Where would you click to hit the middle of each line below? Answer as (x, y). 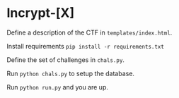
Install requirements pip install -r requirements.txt (85, 46)
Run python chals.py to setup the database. (71, 73)
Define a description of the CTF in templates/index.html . (89, 32)
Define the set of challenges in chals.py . (66, 60)
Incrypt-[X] (41, 13)
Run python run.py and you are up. (58, 87)
